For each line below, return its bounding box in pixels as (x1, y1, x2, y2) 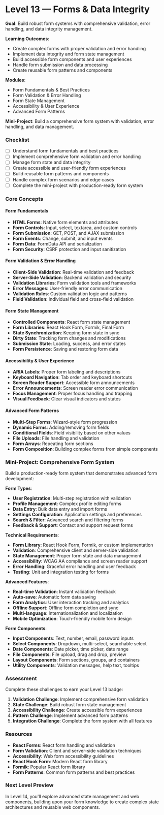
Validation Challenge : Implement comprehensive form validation (12, 696, 148, 702)
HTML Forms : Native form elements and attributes (12, 219, 118, 225)
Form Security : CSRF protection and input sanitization (12, 246, 126, 252)
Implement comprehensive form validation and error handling (12, 153, 141, 160)
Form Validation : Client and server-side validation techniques (12, 747, 142, 754)
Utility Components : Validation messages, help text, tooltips (12, 662, 140, 668)
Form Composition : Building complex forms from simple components (12, 446, 158, 452)
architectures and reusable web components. (5, 804, 101, 810)
